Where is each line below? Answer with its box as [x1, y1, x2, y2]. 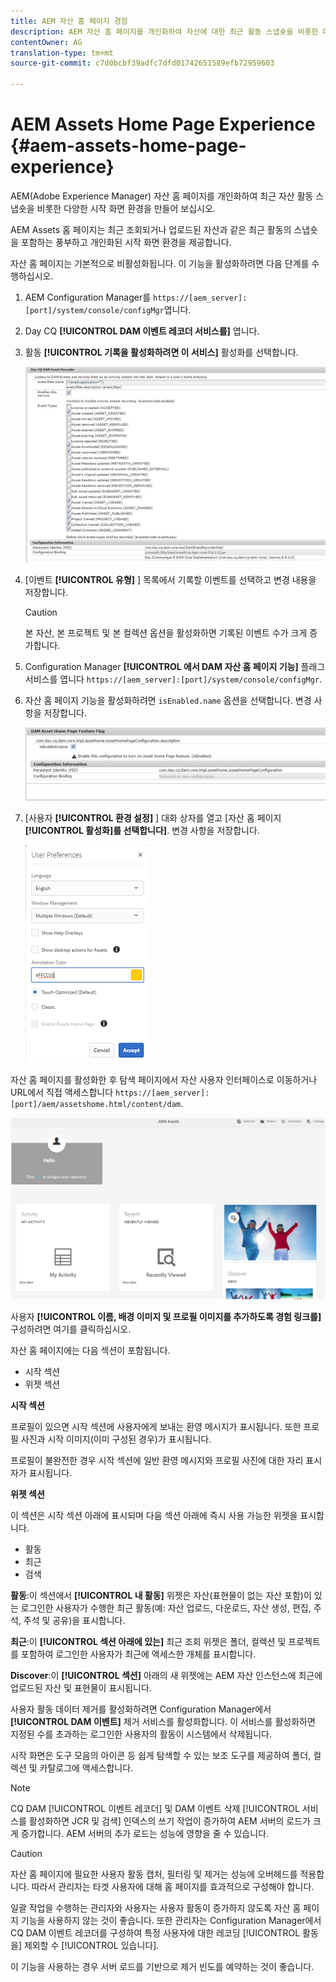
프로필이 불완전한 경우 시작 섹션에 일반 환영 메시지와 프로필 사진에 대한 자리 [10, 1454, 304, 1466]
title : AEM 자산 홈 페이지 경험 [10, 16, 128, 26]
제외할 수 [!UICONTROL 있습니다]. [23, 1939, 160, 1951]
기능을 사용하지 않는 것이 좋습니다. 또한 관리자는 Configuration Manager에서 [20, 1914, 322, 1926]
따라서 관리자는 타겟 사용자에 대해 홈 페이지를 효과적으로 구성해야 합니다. [31, 1880, 315, 1892]
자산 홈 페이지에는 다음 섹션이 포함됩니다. [10, 1344, 171, 1356]
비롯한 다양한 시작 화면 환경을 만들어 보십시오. [36, 202, 216, 214]
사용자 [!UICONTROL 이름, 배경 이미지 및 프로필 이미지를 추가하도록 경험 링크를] [10, 1310, 322, 1322]
